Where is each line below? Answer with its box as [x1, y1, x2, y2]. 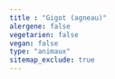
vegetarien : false [9, 30, 79, 39]
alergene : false [9, 22, 71, 31]
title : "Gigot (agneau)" [9, 13, 107, 23]
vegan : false [9, 38, 59, 48]
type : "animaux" [9, 47, 71, 56]
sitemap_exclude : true [9, 55, 95, 64]
